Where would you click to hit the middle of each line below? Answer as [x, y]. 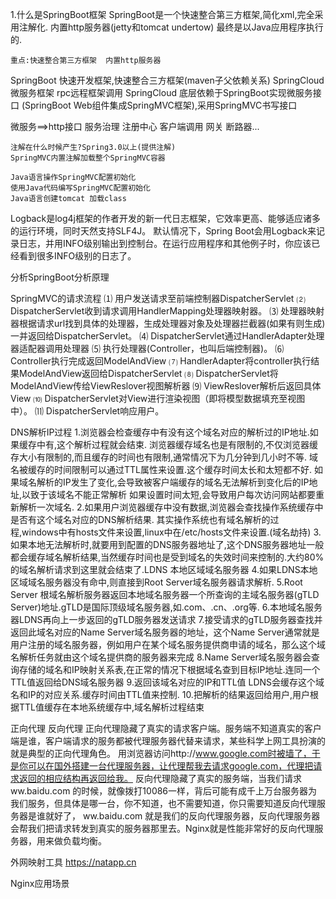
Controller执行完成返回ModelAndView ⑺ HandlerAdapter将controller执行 [161, 361]
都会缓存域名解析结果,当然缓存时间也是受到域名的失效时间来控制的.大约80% [167, 557]
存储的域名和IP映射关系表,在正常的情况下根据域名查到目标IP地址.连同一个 [169, 669]
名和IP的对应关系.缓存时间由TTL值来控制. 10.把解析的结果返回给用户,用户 [160, 694]
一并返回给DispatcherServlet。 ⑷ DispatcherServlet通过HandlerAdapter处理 [167, 336]
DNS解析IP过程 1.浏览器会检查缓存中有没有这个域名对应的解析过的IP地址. [160, 432]
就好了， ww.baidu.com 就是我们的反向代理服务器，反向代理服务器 [182, 816]
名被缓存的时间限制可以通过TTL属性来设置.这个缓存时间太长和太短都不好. [161, 469]
